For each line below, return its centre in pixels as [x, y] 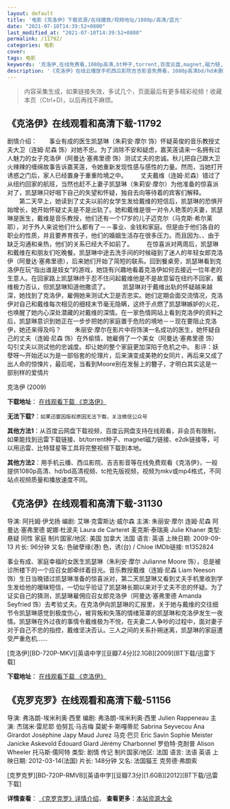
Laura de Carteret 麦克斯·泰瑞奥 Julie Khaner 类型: [150, 530]
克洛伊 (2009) [27, 387]
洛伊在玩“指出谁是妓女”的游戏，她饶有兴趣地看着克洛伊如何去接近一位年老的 [115, 270]
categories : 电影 [31, 45]
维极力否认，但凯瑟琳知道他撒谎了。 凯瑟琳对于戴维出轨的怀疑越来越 [110, 287]
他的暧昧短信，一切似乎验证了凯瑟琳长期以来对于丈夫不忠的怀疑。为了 [124, 588]
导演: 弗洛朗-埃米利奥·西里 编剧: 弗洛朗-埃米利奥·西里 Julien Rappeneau [108, 718]
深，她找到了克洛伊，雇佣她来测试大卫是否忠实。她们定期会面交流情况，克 [112, 295]
